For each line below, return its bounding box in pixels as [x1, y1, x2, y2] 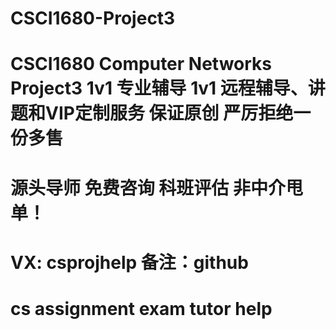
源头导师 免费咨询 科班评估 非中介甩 [10, 177, 303, 199]
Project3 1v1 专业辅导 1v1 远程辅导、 [10, 77, 308, 100]
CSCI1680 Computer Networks [10, 53, 273, 76]
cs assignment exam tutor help [10, 297, 273, 320]
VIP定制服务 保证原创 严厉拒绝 [45, 102, 294, 125]
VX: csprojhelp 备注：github [10, 251, 249, 274]
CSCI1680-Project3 [10, 7, 176, 30]
